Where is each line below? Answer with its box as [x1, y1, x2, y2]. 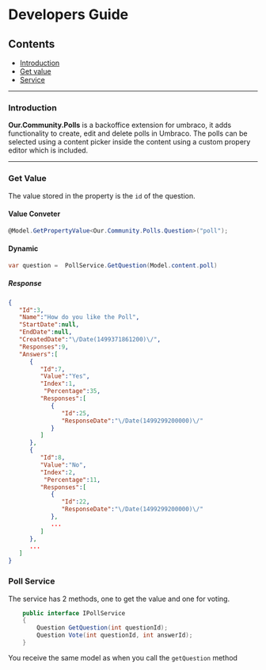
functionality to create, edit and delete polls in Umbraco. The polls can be [8, 129, 248, 138]
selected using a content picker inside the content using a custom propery [8, 137, 251, 147]
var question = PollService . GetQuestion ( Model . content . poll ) [8, 261, 218, 269]
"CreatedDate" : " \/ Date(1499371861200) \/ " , [18, 336, 161, 344]
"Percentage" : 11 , [43, 476, 101, 483]
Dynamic [8, 244, 39, 253]
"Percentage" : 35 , [43, 387, 101, 395]
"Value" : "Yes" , [40, 372, 90, 380]
